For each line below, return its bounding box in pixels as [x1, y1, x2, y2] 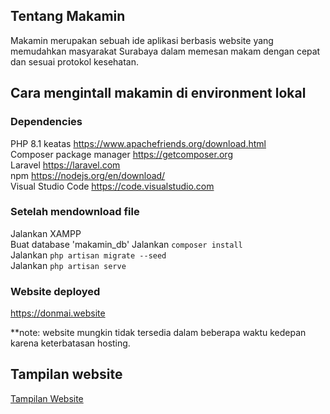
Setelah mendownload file [10, 205, 140, 219]
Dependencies [10, 115, 83, 129]
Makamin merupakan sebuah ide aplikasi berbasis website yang [10, 34, 274, 46]
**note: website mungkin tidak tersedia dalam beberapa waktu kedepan [10, 327, 307, 339]
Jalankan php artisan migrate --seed [10, 249, 167, 261]
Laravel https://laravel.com [10, 159, 121, 171]
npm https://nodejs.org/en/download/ [10, 169, 166, 181]
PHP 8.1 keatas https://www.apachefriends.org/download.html [10, 137, 267, 149]
